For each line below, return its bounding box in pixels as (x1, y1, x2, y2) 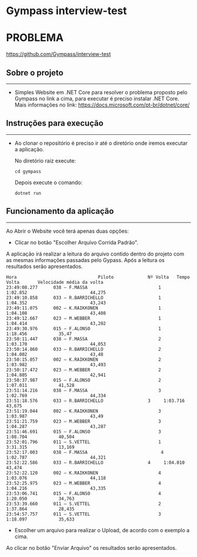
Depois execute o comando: (14, 178, 83, 186)
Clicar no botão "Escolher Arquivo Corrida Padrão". (14, 238, 139, 246)
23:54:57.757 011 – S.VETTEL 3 (6, 511, 161, 517)
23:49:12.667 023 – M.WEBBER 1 (6, 315, 161, 321)
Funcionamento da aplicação (6, 206, 114, 216)
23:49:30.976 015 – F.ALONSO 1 (6, 326, 161, 331)
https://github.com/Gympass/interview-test (6, 51, 111, 58)
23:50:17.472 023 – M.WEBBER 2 (6, 367, 161, 373)
